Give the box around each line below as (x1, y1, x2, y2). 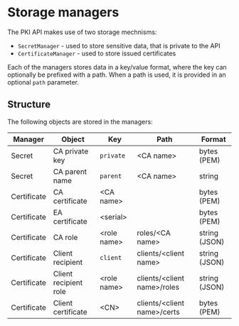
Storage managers (7, 4, 119, 21)
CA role (53, 232, 78, 242)
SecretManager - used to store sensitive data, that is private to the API (17, 41, 221, 50)
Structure (7, 99, 51, 111)
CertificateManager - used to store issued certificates (17, 49, 176, 58)
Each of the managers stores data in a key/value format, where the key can (7, 63, 228, 71)
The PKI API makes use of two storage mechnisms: (7, 28, 157, 36)
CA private (53, 146, 89, 156)
